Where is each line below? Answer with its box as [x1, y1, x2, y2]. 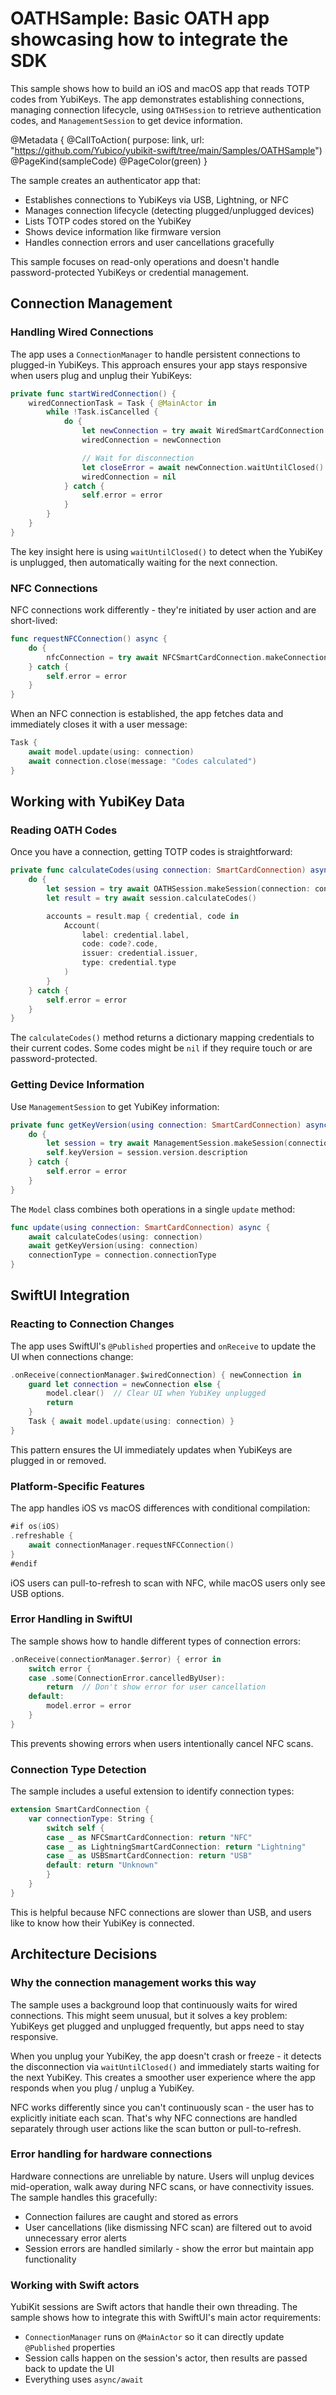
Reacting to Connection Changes [10, 1317, 175, 1331]
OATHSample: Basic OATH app [10, 7, 270, 30]
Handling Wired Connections [10, 325, 154, 339]
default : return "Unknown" [46, 1860, 159, 1871]
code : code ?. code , [81, 939, 159, 949]
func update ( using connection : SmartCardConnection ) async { [10, 1222, 271, 1232]
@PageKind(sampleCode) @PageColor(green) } [10, 155, 208, 167]
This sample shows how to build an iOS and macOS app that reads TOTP [10, 82, 310, 94]
